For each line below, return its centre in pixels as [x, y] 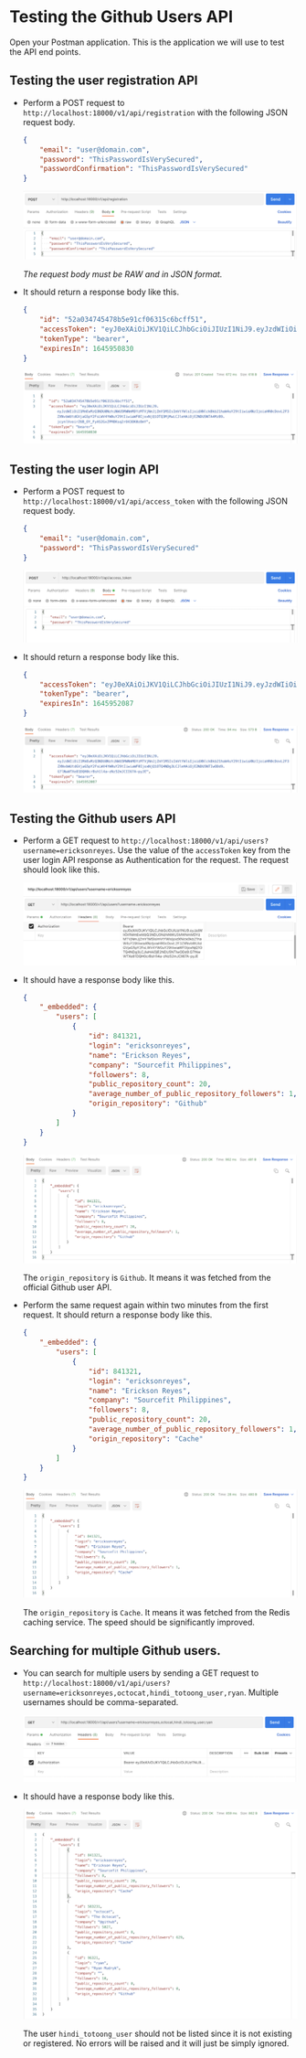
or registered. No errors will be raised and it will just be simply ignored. [156, 2043]
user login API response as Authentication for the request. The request [156, 860]
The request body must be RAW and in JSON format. [122, 274]
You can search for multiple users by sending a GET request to [141, 1673]
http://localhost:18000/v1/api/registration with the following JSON [155, 112]
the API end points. [45, 51]
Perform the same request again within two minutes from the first [146, 1306]
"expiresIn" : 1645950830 [87, 348]
